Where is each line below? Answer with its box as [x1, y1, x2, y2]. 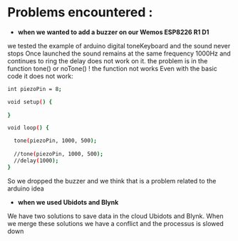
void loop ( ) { [7, 124, 50, 132]
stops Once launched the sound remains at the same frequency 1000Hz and [7, 49, 232, 58]
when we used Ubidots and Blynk [17, 198, 119, 206]
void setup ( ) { [7, 98, 53, 105]
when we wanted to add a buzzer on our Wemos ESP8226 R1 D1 [17, 28, 209, 36]
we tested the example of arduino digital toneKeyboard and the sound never [7, 41, 231, 50]
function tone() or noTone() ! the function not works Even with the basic [7, 64, 217, 73]
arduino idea [7, 184, 44, 193]
